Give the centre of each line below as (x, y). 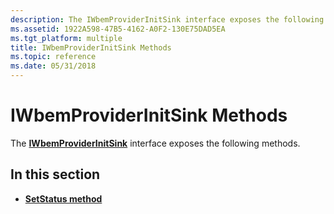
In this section (55, 174)
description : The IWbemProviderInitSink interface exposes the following (167, 19)
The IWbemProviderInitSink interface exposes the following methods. (155, 143)
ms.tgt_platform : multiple (66, 38)
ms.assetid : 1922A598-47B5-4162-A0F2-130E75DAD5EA (118, 29)
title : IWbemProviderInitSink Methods (91, 47)
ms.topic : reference (53, 57)
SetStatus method (63, 198)
